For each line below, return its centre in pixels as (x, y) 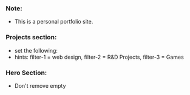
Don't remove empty (40, 85)
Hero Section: (26, 73)
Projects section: (31, 38)
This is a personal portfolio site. (54, 22)
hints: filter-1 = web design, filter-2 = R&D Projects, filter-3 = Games (99, 57)
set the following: (36, 50)
